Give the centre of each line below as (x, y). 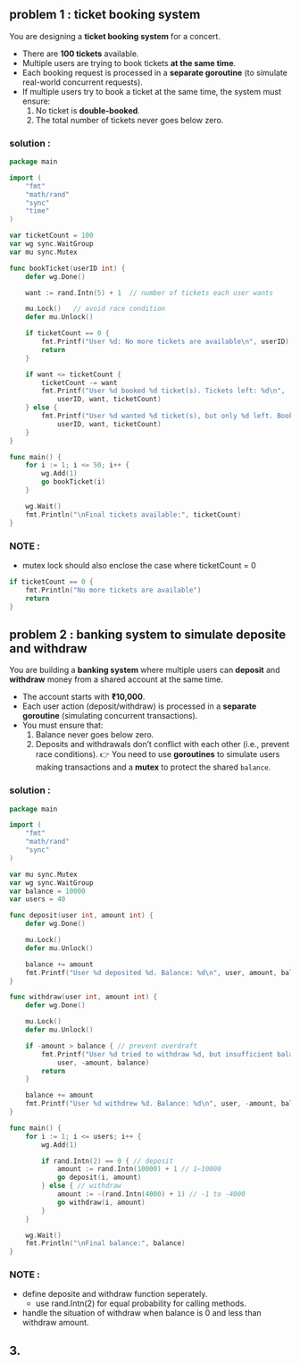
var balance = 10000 (48, 891)
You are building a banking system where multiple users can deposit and (145, 670)
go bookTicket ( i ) (73, 482)
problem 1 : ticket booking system (105, 15)
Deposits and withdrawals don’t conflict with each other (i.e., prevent (162, 745)
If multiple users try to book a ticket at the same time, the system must (151, 91)
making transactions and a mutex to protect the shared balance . (153, 767)
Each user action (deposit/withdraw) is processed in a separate (139, 706)
